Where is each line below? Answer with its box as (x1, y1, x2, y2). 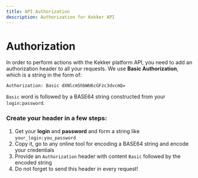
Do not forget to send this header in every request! (14, 165, 138, 172)
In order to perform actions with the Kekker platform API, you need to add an (6, 59, 193, 66)
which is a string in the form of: (6, 71, 82, 78)
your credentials (14, 146, 55, 153)
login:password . (6, 100, 46, 107)
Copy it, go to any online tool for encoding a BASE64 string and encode (14, 140, 189, 147)
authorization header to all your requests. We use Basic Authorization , (6, 65, 179, 72)
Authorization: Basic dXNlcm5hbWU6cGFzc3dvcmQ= (6, 83, 126, 89)
